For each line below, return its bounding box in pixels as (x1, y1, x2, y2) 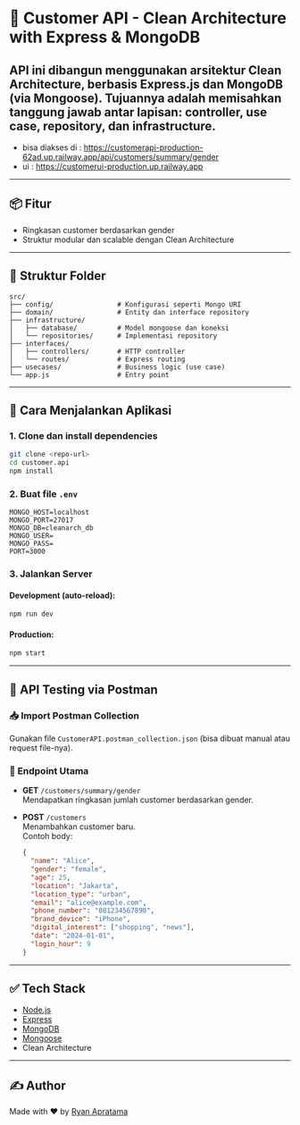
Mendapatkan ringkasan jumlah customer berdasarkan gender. (21, 794, 254, 805)
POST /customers (21, 812, 87, 823)
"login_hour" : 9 (30, 939, 91, 948)
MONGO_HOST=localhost (9, 508, 90, 517)
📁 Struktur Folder (9, 268, 106, 284)
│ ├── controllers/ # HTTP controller (9, 347, 186, 356)
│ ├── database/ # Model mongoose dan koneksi (9, 323, 229, 332)
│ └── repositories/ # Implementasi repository (9, 331, 218, 340)
